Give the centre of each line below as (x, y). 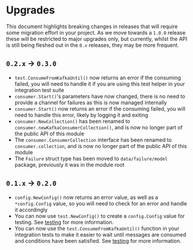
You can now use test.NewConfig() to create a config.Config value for (100, 216)
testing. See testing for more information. (64, 222)
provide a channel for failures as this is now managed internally (91, 102)
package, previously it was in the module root (69, 165)
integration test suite (39, 90)
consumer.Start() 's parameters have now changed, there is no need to (100, 96)
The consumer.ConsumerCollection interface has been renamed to (93, 140)
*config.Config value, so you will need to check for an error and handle (101, 203)
